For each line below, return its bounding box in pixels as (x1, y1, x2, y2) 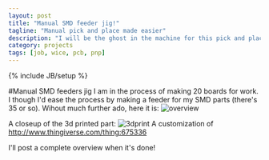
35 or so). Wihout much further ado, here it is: (8, 103, 159, 113)
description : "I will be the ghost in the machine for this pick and (8, 34, 246, 42)
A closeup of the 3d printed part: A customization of (8, 119, 214, 128)
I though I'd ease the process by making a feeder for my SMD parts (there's (8, 95, 258, 104)
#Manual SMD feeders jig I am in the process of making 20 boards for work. (8, 86, 259, 96)
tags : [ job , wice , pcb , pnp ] (8, 49, 106, 57)
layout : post (8, 11, 52, 20)
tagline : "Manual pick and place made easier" (8, 26, 167, 34)
